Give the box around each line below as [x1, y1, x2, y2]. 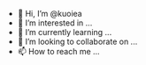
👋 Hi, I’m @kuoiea [17, 9, 82, 18]
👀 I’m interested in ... [17, 18, 93, 28]
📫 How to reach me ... [17, 47, 100, 56]
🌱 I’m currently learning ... [17, 27, 112, 37]
